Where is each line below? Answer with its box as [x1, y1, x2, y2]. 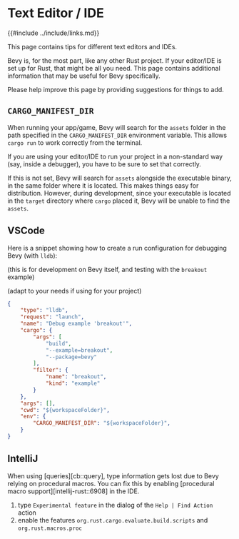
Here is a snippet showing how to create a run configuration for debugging [7, 243, 227, 252]
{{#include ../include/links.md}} [7, 29, 100, 37]
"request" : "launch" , [20, 313, 84, 321]
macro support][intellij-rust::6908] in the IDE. [7, 487, 140, 495]
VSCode [7, 225, 45, 237]
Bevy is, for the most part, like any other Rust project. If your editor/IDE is [7, 56, 223, 65]
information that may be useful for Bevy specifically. [7, 71, 161, 80]
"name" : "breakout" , [45, 373, 107, 381]
